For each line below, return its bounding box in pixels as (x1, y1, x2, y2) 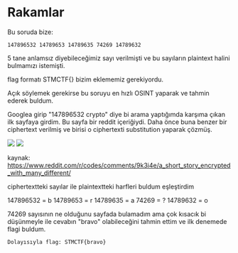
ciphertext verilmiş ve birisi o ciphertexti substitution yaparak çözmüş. (7, 125, 212, 133)
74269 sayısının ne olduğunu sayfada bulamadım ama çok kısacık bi (7, 210, 207, 218)
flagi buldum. (7, 225, 46, 233)
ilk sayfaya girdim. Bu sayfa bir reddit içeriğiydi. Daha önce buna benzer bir (7, 118, 227, 126)
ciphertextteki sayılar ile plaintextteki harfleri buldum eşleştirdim (7, 182, 194, 191)
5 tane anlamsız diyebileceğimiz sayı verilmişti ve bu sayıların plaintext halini (7, 54, 230, 62)
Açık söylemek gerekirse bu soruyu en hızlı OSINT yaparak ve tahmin (7, 89, 210, 97)
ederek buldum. (7, 96, 54, 105)
